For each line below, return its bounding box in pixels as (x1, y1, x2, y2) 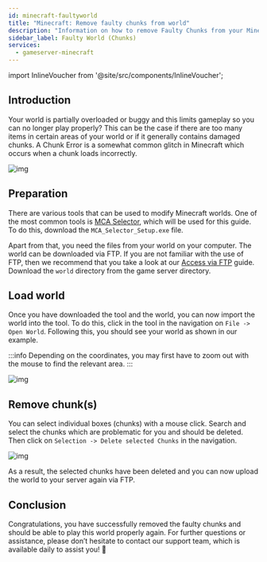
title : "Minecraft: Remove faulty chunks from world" (8, 19, 191, 27)
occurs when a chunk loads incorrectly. (8, 148, 137, 158)
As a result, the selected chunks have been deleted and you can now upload (8, 466, 259, 476)
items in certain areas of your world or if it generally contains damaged (8, 131, 241, 141)
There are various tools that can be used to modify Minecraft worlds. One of (8, 208, 257, 217)
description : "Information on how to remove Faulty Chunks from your (8, 26, 244, 34)
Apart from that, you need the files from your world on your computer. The (8, 240, 252, 250)
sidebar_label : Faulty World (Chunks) (8, 33, 137, 42)
